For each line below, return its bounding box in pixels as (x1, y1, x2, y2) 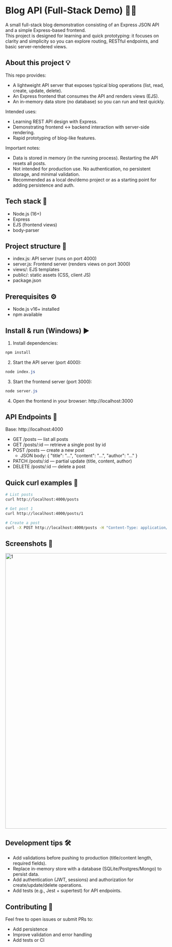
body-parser (12, 227, 39, 233)
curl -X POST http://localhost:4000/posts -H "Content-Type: (5, 525, 139, 530)
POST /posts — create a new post (12, 447, 84, 453)
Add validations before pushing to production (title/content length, (12, 855, 153, 861)
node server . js (5, 388, 38, 394)
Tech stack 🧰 (5, 197, 48, 206)
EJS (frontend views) (12, 221, 57, 228)
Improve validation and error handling (12, 931, 92, 938)
